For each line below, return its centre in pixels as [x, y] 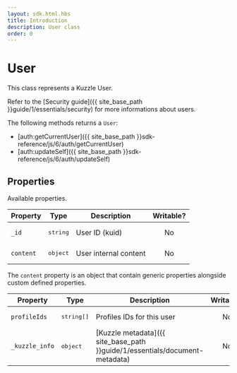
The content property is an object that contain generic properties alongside [117, 275]
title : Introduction [38, 20]
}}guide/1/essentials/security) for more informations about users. [102, 109]
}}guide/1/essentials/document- [150, 350]
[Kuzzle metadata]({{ [130, 333]
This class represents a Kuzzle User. [60, 88]
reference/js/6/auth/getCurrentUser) [71, 144]
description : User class [44, 27]
